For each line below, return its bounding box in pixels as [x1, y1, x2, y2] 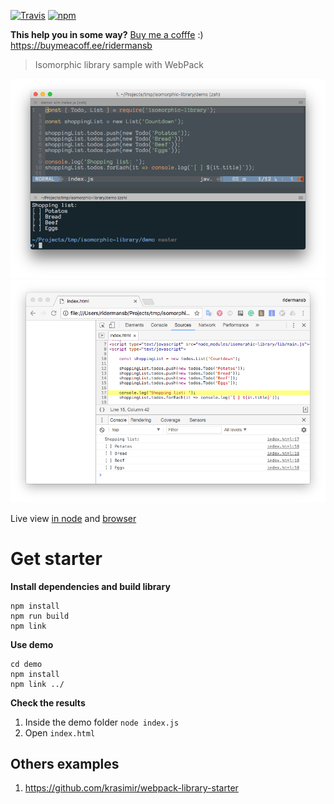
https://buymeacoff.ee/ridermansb [10, 40, 153, 51]
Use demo [10, 638, 54, 650]
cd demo [10, 659, 43, 669]
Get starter [10, 547, 103, 570]
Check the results [10, 696, 86, 709]
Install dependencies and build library [10, 580, 171, 592]
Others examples [10, 755, 120, 772]
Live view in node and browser [10, 512, 137, 524]
